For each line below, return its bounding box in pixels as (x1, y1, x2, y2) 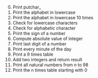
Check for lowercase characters (12, 20, 78, 26)
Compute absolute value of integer (12, 36, 83, 41)
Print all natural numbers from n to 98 (12, 62, 89, 68)
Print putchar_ (12, 4, 41, 10)
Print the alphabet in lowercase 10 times (12, 15, 94, 20)
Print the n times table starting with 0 (12, 67, 88, 73)
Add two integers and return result (12, 57, 82, 62)
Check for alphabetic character (12, 25, 76, 31)
